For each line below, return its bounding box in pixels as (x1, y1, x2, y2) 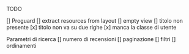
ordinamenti (6, 42, 37, 49)
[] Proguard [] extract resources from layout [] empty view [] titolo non (6, 17, 183, 24)
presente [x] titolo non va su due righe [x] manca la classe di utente (6, 24, 177, 31)
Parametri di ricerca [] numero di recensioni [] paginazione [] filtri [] (6, 36, 176, 42)
